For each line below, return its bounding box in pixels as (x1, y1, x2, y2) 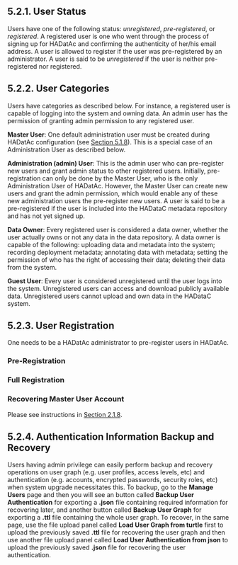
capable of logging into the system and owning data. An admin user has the (7, 109, 228, 118)
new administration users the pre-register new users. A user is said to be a (7, 196, 225, 205)
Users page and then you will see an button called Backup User (7, 491, 195, 499)
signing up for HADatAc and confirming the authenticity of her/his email (7, 39, 217, 48)
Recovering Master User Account (7, 394, 125, 404)
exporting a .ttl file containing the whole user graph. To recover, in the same (7, 513, 229, 522)
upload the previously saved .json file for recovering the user (7, 543, 186, 552)
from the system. (7, 263, 57, 271)
